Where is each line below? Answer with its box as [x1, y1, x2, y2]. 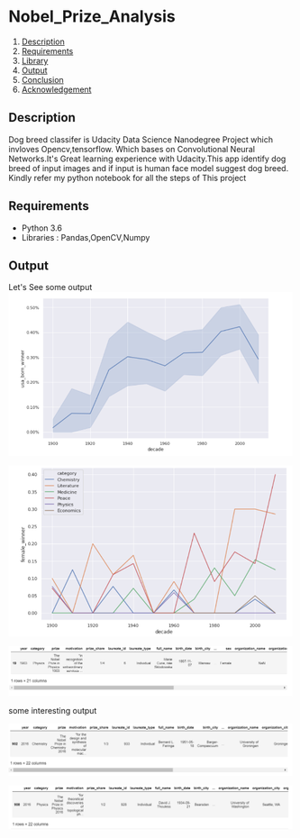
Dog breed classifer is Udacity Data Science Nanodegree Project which [8, 133, 274, 145]
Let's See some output [8, 282, 93, 293]
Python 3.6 [21, 223, 62, 233]
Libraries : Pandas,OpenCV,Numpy [21, 232, 150, 242]
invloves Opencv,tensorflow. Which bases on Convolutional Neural [8, 143, 256, 154]
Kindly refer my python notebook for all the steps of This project [8, 172, 247, 183]
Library [21, 55, 49, 66]
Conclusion [21, 74, 64, 85]
